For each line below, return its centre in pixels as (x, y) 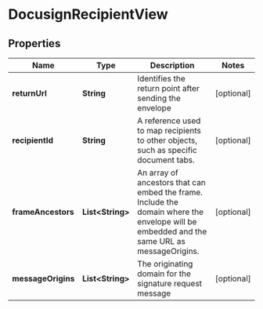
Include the (157, 202)
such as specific (167, 150)
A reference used (169, 121)
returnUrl (29, 93)
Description (172, 65)
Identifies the (161, 78)
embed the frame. (170, 192)
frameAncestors (43, 212)
